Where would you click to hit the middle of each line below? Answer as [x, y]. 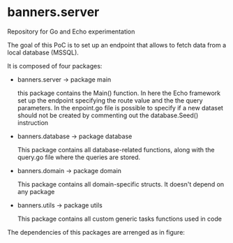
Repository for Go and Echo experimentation [71, 31]
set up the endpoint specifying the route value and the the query [110, 100]
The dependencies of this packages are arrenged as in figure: [96, 232]
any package [36, 191]
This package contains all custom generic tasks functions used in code [119, 219]
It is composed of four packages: [55, 66]
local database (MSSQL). [43, 52]
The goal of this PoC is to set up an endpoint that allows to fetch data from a [117, 45]
